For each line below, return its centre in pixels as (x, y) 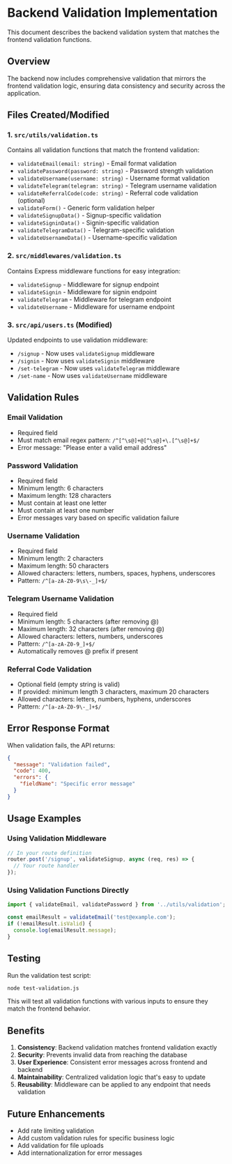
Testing (24, 959)
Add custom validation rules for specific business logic (96, 1138)
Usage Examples (44, 818)
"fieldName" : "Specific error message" (78, 784)
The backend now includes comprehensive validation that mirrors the (107, 78)
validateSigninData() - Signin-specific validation (88, 223)
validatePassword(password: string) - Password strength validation (115, 171)
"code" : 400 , (32, 771)
